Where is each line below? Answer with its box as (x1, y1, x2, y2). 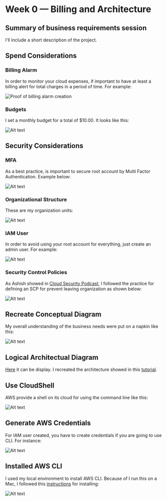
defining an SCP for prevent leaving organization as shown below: (5, 286, 142, 292)
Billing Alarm (5, 67, 37, 74)
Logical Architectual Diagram (5, 353, 99, 361)
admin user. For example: (5, 246, 58, 253)
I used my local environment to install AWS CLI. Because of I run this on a (5, 475, 157, 481)
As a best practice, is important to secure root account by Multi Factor (5, 168, 151, 174)
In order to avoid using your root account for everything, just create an (5, 241, 151, 247)
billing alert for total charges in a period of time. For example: (5, 83, 132, 89)
